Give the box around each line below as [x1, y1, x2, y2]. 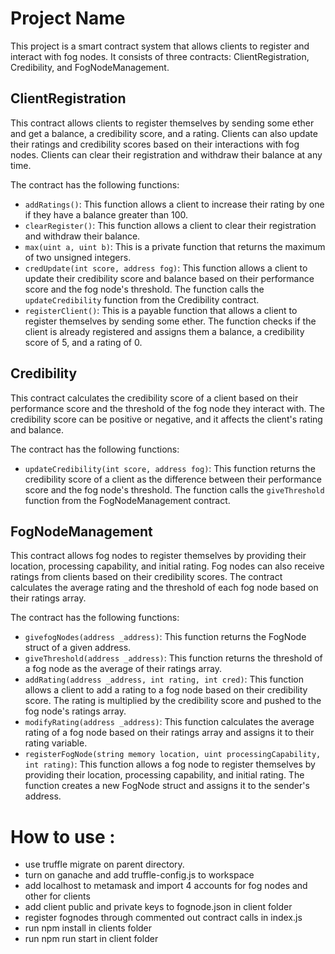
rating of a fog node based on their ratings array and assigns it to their [24, 727, 315, 739]
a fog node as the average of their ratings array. [24, 663, 222, 675]
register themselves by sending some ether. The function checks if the [24, 315, 317, 327]
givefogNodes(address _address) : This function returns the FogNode [24, 631, 307, 643]
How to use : [10, 825, 116, 848]
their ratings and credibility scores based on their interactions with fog [10, 138, 300, 150]
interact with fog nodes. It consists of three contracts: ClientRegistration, [10, 50, 310, 62]
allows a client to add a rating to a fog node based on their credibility [24, 684, 308, 696]
